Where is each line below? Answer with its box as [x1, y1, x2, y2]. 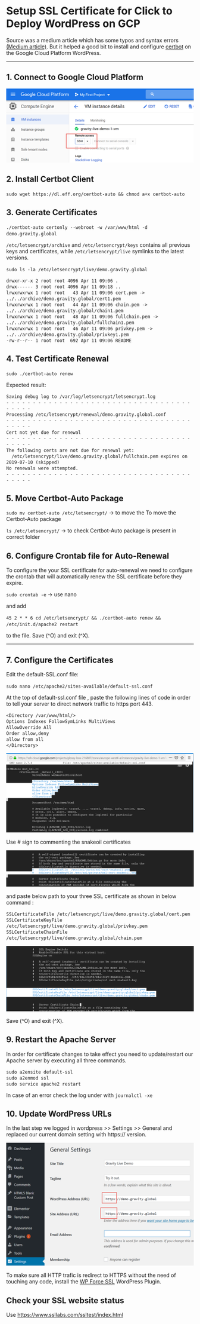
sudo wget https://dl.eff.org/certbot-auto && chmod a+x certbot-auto [6, 191, 185, 197]
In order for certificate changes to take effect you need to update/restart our [6, 1050, 193, 1058]
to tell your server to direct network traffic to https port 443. [6, 700, 154, 707]
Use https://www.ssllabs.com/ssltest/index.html [6, 1311, 124, 1318]
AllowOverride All [6, 724, 52, 730]
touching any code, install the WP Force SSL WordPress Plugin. [6, 1278, 162, 1285]
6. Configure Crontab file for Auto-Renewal [6, 551, 170, 561]
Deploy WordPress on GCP [6, 17, 141, 30]
